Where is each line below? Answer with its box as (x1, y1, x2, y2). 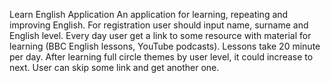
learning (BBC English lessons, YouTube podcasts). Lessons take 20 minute (9, 40, 321, 52)
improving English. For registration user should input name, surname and (9, 19, 309, 31)
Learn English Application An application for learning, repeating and (9, 9, 289, 20)
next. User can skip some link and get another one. (9, 62, 220, 73)
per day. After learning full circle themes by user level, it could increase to (9, 51, 314, 63)
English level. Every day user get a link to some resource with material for (9, 30, 312, 41)
